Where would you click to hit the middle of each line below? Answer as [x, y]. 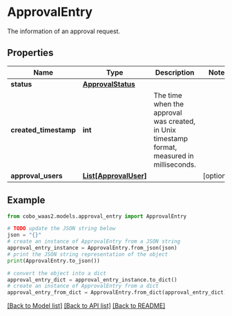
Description [175, 72]
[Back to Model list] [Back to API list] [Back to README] [86, 306]
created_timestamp [43, 130]
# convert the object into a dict [57, 273]
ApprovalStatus [109, 84]
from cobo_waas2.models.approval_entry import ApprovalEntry [97, 216]
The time [168, 95]
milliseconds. [175, 165]
